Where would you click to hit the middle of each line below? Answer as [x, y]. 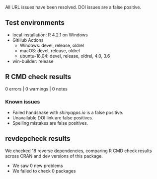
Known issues [23, 101]
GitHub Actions [28, 40]
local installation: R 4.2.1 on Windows [50, 35]
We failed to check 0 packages [44, 171]
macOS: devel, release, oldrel [50, 50]
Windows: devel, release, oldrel [52, 45]
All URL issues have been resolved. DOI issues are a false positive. [73, 7]
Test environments [35, 23]
